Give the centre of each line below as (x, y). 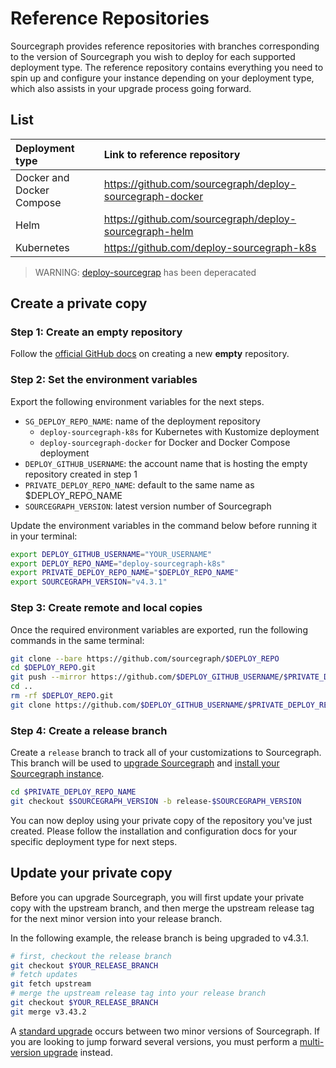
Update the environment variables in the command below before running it (164, 525)
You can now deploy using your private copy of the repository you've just (161, 820)
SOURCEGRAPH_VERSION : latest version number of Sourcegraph (148, 506)
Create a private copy (79, 303)
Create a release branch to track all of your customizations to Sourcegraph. (166, 753)
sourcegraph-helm (148, 231)
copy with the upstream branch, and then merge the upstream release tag (162, 908)
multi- (312, 1041)
